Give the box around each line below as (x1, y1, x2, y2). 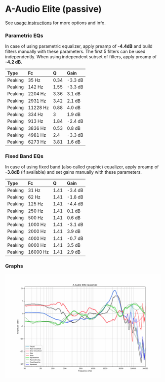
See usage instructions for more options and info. (5, 20, 106, 26)
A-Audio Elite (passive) (5, 3, 102, 15)
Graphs (5, 263, 23, 269)
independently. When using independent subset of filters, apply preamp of (5, 54, 157, 60)
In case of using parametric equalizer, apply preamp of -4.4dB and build (5, 43, 153, 49)
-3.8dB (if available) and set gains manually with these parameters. (5, 169, 142, 175)
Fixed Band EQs (5, 153, 43, 159)
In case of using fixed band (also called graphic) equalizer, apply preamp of (5, 164, 159, 170)
